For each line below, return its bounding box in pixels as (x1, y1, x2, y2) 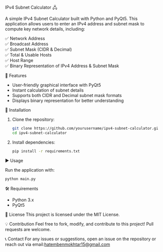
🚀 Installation (5, 107, 31, 113)
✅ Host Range (5, 58, 34, 63)
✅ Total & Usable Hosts (5, 52, 52, 58)
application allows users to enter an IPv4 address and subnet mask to (5, 21, 145, 26)
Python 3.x (12, 197, 34, 203)
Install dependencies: (12, 139, 55, 145)
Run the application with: (5, 167, 55, 173)
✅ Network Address (5, 36, 45, 41)
